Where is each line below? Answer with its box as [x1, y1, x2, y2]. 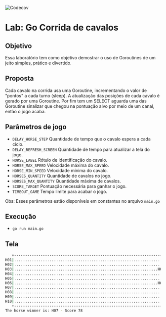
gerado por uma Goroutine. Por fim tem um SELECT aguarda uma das [5, 98, 147, 104]
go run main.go [12, 226, 44, 231]
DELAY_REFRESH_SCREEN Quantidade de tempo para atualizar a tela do [12, 146, 150, 152]
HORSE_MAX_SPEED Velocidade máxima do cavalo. [12, 162, 109, 168]
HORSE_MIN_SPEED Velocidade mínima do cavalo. [12, 167, 108, 173]
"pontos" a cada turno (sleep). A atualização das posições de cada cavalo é [5, 92, 160, 98]
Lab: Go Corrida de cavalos [5, 22, 119, 33]
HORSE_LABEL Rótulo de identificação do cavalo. [12, 157, 108, 163]
